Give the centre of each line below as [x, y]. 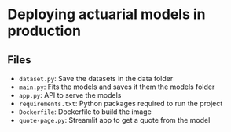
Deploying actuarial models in [106, 14]
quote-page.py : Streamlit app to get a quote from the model [114, 120]
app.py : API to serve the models [70, 95]
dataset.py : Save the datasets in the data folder [96, 78]
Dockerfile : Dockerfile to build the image [85, 112]
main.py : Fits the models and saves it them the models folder [117, 87]
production [44, 31]
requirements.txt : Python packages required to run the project [121, 103]
